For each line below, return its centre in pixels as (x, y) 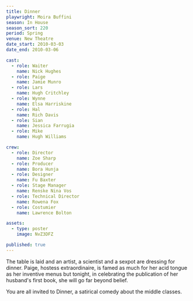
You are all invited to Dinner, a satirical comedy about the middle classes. (94, 292)
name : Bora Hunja (38, 169)
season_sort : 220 (27, 28)
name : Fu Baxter (37, 180)
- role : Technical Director (46, 196)
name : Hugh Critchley (43, 93)
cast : (13, 60)
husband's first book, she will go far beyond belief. (67, 280)
